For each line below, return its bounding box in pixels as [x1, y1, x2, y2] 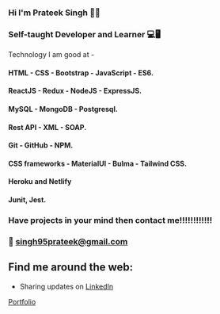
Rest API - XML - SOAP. [8, 122, 87, 132]
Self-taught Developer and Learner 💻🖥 [8, 29, 161, 40]
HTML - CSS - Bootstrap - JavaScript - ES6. [8, 67, 154, 78]
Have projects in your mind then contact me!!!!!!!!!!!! [8, 214, 213, 225]
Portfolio [8, 297, 36, 306]
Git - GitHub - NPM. [8, 140, 74, 150]
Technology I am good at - [8, 50, 95, 59]
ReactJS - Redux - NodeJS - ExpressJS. [8, 86, 142, 96]
